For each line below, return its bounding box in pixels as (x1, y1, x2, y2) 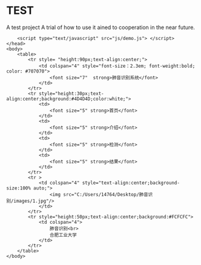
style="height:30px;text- (38, 90, 104, 97)
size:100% (6, 185, 31, 191)
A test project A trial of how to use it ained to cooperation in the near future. (6, 24, 196, 31)
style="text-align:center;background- (82, 180, 180, 186)
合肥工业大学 (49, 232, 77, 238)
